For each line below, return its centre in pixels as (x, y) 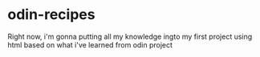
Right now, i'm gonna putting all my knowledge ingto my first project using (130, 36)
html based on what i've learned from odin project (90, 44)
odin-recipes (51, 15)
